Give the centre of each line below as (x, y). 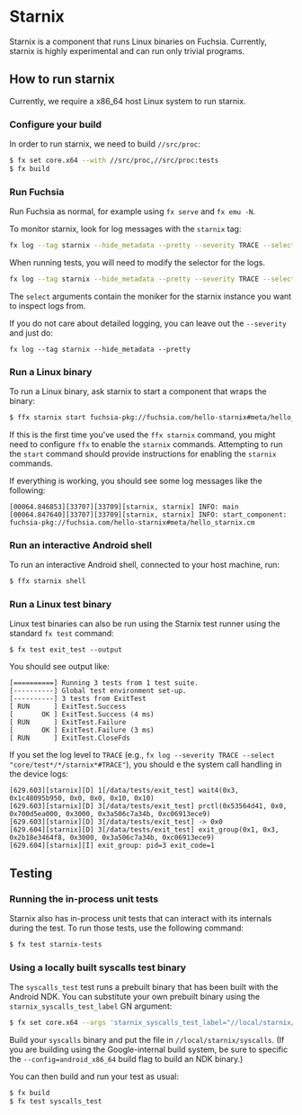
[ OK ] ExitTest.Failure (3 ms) (82, 731)
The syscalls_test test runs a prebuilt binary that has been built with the (144, 987)
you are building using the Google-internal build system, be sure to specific (149, 1049)
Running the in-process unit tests (84, 899)
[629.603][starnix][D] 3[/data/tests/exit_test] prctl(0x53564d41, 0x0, (148, 806)
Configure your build (55, 124)
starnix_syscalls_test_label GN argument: (91, 1006)
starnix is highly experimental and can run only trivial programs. (127, 50)
